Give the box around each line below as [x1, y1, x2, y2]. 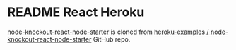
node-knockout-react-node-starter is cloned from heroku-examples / [7, 27, 210, 36]
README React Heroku [7, 4, 145, 20]
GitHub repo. [93, 35, 131, 43]
